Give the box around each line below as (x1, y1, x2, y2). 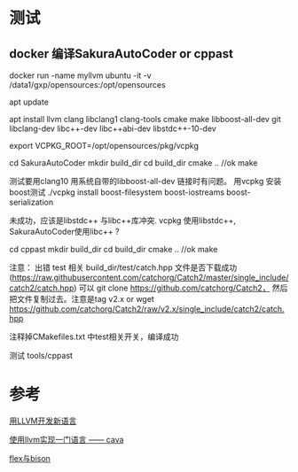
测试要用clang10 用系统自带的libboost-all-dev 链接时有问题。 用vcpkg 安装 (9, 176, 282, 186)
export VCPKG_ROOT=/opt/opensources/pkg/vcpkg (9, 141, 200, 151)
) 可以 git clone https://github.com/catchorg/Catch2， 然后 (74, 282, 288, 293)
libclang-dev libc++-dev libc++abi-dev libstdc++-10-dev (9, 123, 217, 134)
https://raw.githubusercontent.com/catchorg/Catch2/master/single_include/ (12, 272, 289, 282)
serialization (9, 197, 54, 207)
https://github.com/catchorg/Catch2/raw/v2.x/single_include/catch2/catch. (9, 304, 286, 314)
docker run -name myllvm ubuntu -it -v (9, 70, 153, 81)
